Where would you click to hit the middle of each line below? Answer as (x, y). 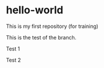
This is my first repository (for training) (52, 26)
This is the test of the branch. (41, 37)
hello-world (35, 10)
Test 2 (14, 60)
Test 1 (13, 49)
